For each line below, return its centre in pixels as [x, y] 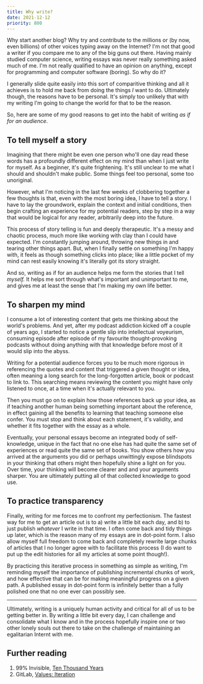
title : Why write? [30, 12]
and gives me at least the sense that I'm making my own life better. [90, 286]
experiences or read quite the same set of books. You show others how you [101, 450]
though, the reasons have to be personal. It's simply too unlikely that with [98, 96]
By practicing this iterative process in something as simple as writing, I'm [97, 566]
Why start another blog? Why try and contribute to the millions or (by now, [99, 40]
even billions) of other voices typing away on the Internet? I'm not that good [101, 46]
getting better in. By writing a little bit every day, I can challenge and [91, 615]
